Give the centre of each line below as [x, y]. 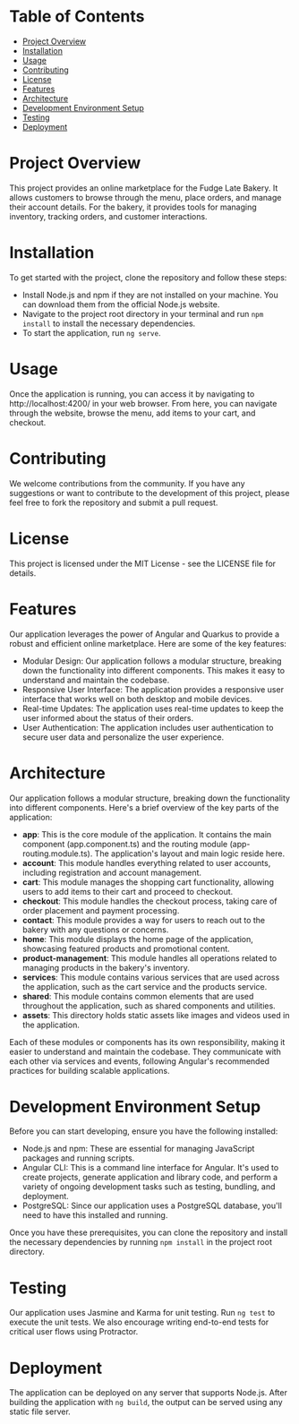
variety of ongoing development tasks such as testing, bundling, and [149, 1187]
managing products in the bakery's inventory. [106, 967]
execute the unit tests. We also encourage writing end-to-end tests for [139, 1322]
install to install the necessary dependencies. [109, 323]
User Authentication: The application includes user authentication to [148, 727]
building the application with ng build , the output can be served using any [146, 1403]
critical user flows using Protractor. [74, 1332]
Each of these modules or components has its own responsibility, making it [147, 1042]
